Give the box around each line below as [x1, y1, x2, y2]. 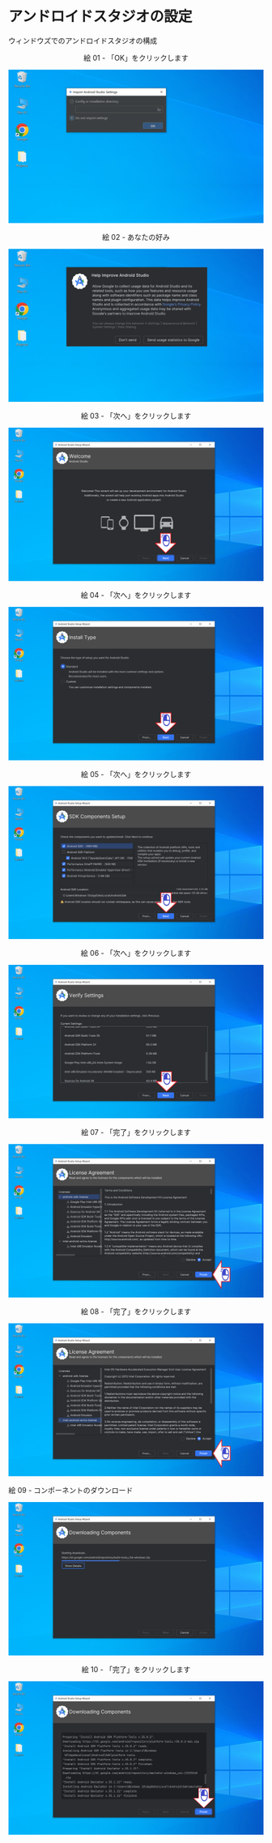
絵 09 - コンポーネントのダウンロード [8, 1486, 134, 1495]
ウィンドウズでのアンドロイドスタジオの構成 [8, 36, 158, 45]
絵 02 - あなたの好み [102, 232, 170, 241]
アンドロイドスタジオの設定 [8, 7, 193, 26]
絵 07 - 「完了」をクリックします [80, 1128, 192, 1137]
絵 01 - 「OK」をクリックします [83, 53, 189, 62]
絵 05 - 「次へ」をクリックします [80, 769, 192, 779]
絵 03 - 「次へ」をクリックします [80, 411, 192, 421]
